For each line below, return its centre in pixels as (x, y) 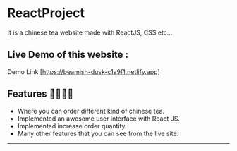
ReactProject (46, 13)
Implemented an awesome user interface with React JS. (99, 119)
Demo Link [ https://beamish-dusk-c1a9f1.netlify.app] (84, 71)
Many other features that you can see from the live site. (98, 133)
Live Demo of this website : (68, 55)
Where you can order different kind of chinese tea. (91, 111)
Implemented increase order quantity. (72, 126)
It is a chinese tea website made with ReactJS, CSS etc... (90, 32)
